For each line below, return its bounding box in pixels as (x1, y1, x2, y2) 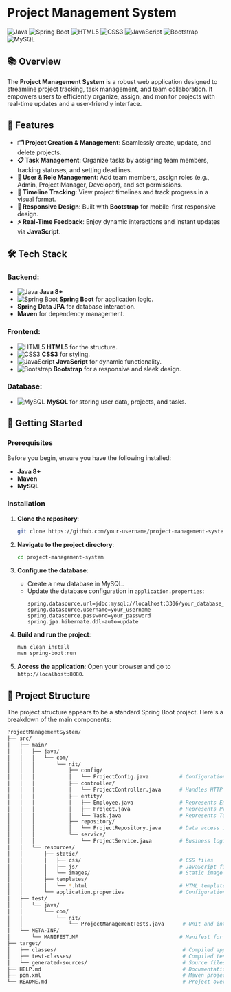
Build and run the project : (16, 630, 91, 639)
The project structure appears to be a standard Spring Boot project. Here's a (7, 708, 223, 716)
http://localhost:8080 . (16, 670, 85, 678)
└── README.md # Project (7, 978, 211, 986)
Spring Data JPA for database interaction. (16, 302, 136, 311)
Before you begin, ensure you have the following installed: (7, 453, 172, 462)
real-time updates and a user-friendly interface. (7, 99, 142, 107)
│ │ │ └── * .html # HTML (7, 882, 198, 889)
